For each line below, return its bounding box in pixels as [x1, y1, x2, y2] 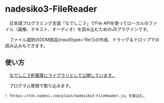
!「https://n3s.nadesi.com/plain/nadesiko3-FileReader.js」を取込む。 [5, 93, 147, 98]
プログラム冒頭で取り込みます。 [9, 82, 73, 88]
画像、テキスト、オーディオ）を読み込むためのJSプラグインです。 [18, 26, 151, 32]
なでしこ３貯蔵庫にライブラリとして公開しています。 [9, 72, 116, 78]
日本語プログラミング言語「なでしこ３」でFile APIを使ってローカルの [9, 20, 149, 26]
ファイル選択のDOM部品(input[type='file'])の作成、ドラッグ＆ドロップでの [9, 37, 160, 42]
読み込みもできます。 [5, 42, 48, 48]
